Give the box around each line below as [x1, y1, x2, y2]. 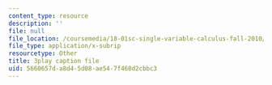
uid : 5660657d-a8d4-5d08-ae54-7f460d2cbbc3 [8, 65, 158, 73]
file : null [8, 27, 45, 35]
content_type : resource [8, 11, 89, 20]
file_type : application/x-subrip [8, 42, 121, 50]
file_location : [8, 34, 60, 43]
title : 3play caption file [8, 57, 100, 66]
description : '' [8, 19, 63, 28]
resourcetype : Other [8, 49, 79, 57]
